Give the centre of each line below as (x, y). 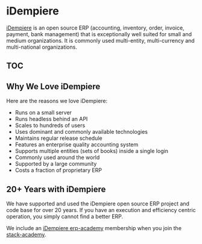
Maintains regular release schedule (58, 138)
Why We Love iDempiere (53, 86)
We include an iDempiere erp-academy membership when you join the (94, 228)
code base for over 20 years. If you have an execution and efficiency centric (101, 210)
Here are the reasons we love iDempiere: (57, 101)
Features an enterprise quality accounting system (77, 145)
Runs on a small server (43, 113)
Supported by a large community (56, 164)
